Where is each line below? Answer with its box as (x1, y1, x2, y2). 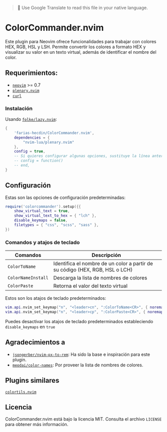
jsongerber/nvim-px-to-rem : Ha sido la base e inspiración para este (12, 351, 150, 357)
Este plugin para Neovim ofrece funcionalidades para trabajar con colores (5, 38, 157, 44)
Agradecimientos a (5, 338, 66, 346)
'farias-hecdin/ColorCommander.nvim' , (14, 130, 94, 135)
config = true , (14, 149, 46, 154)
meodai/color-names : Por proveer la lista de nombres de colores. (12, 362, 143, 368)
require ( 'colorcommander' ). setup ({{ (5, 204, 81, 209)
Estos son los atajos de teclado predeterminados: (5, 295, 106, 301)
